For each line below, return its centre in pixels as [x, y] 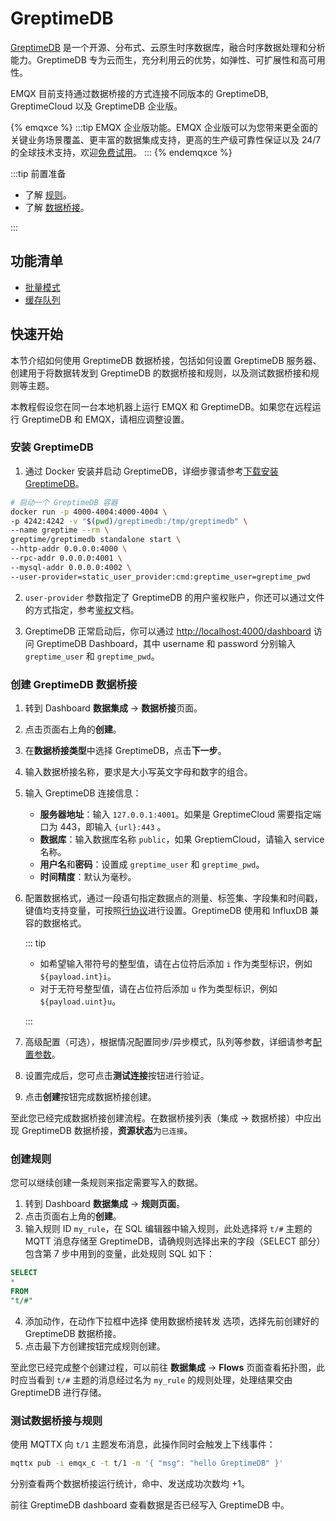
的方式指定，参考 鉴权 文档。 [82, 609]
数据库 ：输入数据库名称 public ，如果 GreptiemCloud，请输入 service [182, 839]
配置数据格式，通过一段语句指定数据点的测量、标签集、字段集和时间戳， [173, 898]
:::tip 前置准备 [38, 173]
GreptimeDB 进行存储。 [58, 1392]
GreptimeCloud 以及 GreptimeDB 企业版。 [96, 106]
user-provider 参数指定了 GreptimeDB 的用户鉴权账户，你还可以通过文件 [174, 597]
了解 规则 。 [48, 194]
